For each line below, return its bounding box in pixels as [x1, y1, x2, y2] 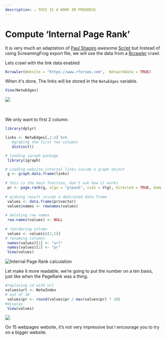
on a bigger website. [5, 330, 47, 336]
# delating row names [5, 213, 50, 218]
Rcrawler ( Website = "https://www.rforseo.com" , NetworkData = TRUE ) [5, 69, 152, 74]
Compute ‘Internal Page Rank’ [5, 28, 130, 40]
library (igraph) [7, 158, 41, 163]
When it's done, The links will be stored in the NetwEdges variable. [5, 78, 138, 84]
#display [5, 301, 23, 306]
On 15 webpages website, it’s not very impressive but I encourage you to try [5, 324, 160, 330]
